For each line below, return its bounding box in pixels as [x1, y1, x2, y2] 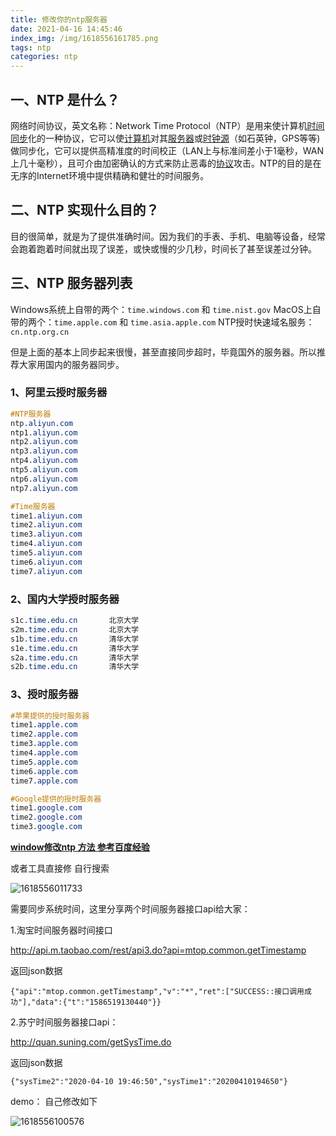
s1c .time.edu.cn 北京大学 [10, 616, 140, 626]
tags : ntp [10, 42, 52, 53]
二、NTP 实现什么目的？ [10, 202, 160, 219]
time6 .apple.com [10, 766, 78, 776]
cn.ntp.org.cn [10, 327, 70, 337]
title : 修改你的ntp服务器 [10, 14, 108, 25]
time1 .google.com [10, 803, 83, 813]
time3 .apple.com [10, 739, 78, 749]
